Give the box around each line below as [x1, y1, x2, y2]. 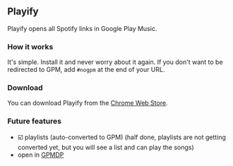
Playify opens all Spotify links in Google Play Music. [7, 24, 157, 32]
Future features [7, 116, 62, 126]
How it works [7, 41, 54, 51]
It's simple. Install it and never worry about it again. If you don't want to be [7, 58, 224, 66]
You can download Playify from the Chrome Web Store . [7, 98, 168, 108]
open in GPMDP [17, 151, 64, 159]
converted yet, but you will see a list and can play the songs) [17, 143, 194, 151]
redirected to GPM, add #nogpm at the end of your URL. [7, 65, 165, 74]
